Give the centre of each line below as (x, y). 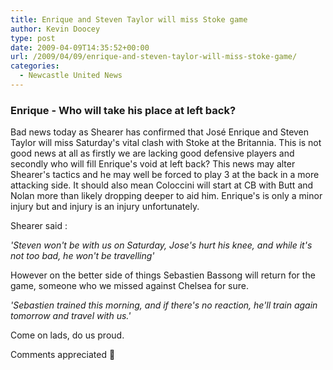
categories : (35, 66)
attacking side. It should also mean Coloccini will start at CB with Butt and (162, 185)
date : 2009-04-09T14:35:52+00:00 (80, 47)
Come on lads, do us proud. (67, 335)
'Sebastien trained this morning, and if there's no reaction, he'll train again (164, 305)
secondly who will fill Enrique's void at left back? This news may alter (153, 164)
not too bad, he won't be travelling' (82, 256)
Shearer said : (39, 226)
